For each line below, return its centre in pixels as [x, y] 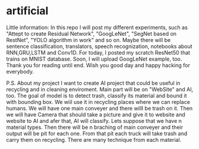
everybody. [20, 71]
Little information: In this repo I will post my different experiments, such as [97, 27]
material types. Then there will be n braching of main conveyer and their [95, 127]
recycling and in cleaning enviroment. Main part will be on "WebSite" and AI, [100, 89]
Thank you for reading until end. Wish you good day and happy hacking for [98, 65]
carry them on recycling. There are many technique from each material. [94, 140]
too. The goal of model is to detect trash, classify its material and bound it [97, 96]
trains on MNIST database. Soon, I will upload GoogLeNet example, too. [94, 59]
